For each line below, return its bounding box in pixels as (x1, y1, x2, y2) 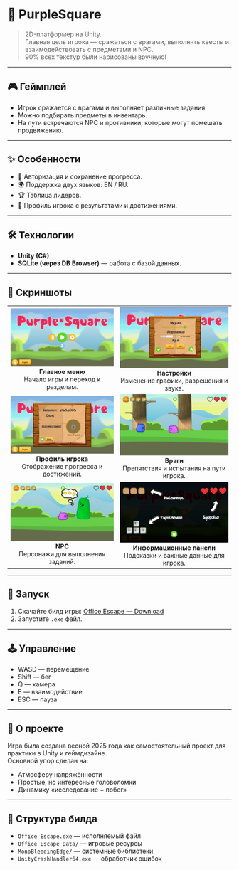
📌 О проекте (7, 722, 64, 735)
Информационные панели (132, 543, 216, 552)
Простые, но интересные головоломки (17, 778, 137, 787)
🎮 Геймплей (7, 81, 67, 93)
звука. (164, 384, 184, 393)
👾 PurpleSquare (7, 6, 102, 23)
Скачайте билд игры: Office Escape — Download (17, 607, 164, 615)
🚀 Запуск (7, 588, 50, 600)
